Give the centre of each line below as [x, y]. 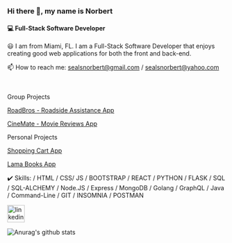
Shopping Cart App [35, 151]
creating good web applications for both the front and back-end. [99, 53]
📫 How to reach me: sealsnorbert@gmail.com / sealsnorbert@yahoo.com [113, 67]
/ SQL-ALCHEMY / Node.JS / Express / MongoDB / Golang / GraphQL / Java [116, 188]
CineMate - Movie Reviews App [52, 124]
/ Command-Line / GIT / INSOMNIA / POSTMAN [76, 195]
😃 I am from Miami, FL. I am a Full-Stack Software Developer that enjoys [111, 46]
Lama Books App [32, 164]
